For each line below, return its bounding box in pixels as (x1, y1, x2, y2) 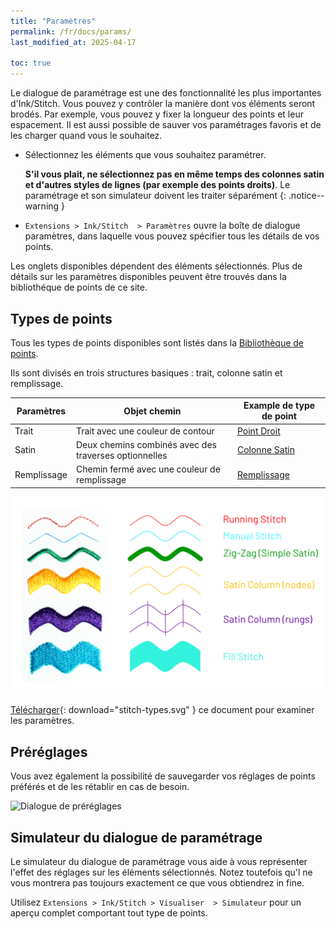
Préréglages (10, 743, 88, 760)
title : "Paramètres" (10, 16, 97, 26)
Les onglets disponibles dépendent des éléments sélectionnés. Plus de (10, 260, 303, 272)
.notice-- (288, 190, 325, 202)
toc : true (10, 58, 52, 69)
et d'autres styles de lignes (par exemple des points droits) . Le (24, 179, 291, 191)
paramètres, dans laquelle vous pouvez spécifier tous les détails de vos (24, 230, 320, 242)
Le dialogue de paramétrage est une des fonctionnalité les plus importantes (10, 87, 322, 99)
